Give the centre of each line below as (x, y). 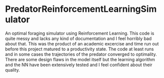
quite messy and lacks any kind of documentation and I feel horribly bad (78, 39)
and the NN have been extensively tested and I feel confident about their (79, 65)
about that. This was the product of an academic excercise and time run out (82, 43)
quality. (13, 70)
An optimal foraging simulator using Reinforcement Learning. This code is (80, 33)
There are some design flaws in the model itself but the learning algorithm (80, 59)
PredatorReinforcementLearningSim (81, 9)
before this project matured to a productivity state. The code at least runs (80, 49)
